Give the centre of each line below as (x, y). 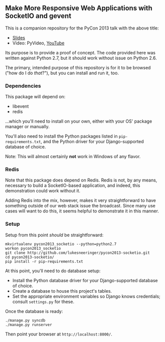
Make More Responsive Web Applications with (79, 8)
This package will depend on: (35, 97)
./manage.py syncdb (25, 320)
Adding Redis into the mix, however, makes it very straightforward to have (81, 200)
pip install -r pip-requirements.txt (44, 261)
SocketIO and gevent (38, 16)
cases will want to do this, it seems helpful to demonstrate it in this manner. (82, 211)
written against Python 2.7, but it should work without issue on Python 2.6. (81, 58)
